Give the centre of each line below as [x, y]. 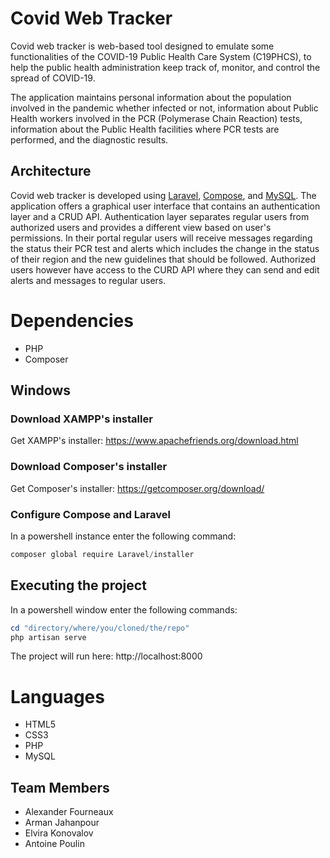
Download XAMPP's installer [81, 419]
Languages [57, 696]
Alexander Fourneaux [69, 812]
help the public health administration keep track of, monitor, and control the [165, 67]
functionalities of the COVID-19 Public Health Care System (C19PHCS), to [161, 56]
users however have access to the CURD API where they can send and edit [165, 269]
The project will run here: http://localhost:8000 [106, 656]
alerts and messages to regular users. [88, 280]
